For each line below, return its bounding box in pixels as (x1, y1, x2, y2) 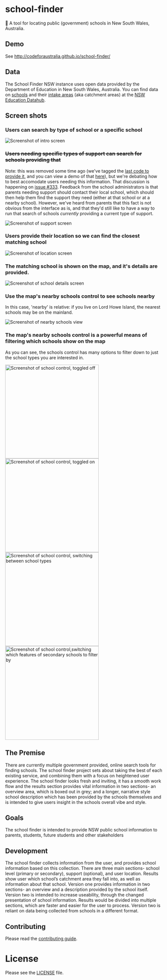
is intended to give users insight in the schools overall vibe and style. (5, 799, 147, 805)
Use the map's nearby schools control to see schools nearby (5, 293, 155, 300)
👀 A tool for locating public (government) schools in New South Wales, (5, 20, 150, 26)
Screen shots (5, 111, 47, 120)
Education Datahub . (5, 97, 46, 103)
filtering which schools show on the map (5, 338, 106, 345)
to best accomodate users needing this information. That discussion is (5, 179, 150, 185)
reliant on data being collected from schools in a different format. (5, 908, 139, 914)
